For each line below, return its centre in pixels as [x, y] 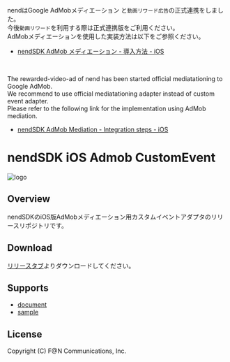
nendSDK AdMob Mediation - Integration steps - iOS [93, 129]
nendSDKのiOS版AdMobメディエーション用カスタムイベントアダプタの [109, 217]
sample [28, 312]
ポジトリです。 [46, 225]
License [25, 334]
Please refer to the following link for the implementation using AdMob [107, 108]
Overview [29, 199]
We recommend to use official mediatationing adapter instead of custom [111, 94]
